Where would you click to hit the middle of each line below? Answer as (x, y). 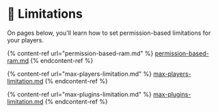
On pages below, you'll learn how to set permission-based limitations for (109, 33)
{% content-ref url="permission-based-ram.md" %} (80, 53)
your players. (26, 40)
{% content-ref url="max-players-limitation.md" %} (80, 74)
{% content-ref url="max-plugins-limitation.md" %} (80, 94)
